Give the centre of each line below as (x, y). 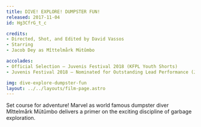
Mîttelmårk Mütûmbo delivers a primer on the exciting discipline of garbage (99, 111)
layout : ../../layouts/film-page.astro (56, 88)
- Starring (20, 45)
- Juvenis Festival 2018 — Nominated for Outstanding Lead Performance (97, 72)
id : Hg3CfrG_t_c (26, 23)
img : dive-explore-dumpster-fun (46, 83)
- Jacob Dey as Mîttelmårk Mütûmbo (51, 50)
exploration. (21, 118)
